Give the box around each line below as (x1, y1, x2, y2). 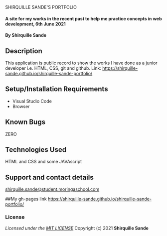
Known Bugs (5, 118, 46, 126)
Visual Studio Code (12, 98, 52, 104)
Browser (12, 103, 30, 109)
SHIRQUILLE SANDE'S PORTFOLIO (5, 4, 77, 10)
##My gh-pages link (5, 196, 47, 202)
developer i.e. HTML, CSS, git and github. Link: (5, 65, 101, 71)
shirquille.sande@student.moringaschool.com (5, 186, 100, 192)
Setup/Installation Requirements (5, 85, 108, 94)
